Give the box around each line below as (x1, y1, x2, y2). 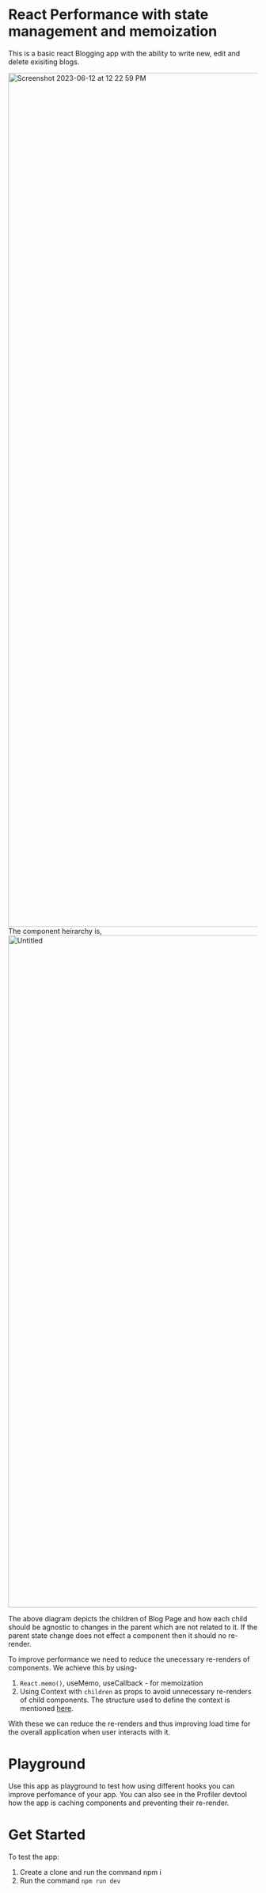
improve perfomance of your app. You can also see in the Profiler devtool (8, 1789, 248, 1799)
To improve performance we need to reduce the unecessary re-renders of (8, 1654, 250, 1664)
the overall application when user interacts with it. (8, 1727, 171, 1736)
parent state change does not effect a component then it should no (8, 1630, 227, 1640)
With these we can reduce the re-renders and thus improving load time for (8, 1719, 251, 1728)
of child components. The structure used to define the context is (19, 1695, 230, 1704)
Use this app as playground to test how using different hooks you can (8, 1781, 235, 1791)
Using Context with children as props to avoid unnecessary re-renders (19, 1686, 252, 1696)
